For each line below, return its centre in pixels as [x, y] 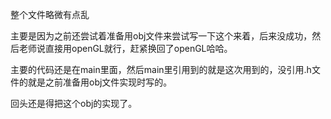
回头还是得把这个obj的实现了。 [74, 103]
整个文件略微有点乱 [50, 14]
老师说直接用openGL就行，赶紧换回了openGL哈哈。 [125, 48]
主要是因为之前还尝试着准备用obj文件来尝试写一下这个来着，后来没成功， [161, 36]
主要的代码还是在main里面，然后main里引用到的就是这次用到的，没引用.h [161, 69]
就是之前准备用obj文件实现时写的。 [100, 82]
